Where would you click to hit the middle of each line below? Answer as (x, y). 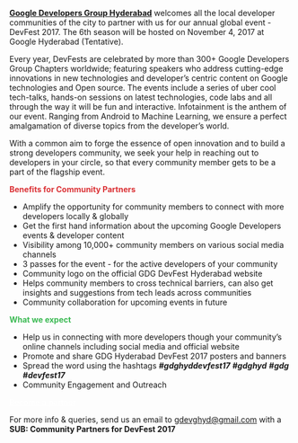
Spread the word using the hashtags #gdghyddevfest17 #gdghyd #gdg (156, 366)
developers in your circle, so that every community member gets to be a (143, 162)
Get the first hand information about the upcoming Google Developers (152, 226)
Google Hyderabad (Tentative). (66, 41)
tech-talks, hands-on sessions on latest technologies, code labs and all (141, 97)
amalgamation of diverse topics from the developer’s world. (119, 126)
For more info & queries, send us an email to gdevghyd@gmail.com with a (145, 420)
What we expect (40, 319)
